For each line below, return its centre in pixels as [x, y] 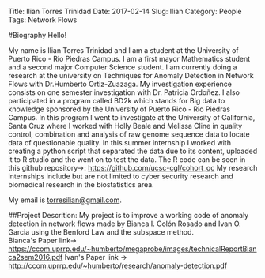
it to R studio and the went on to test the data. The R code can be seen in [127, 160]
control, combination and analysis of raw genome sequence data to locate [129, 134]
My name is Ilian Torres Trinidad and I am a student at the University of [123, 50]
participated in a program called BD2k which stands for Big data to [117, 101]
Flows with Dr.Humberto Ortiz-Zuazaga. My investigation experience [120, 84]
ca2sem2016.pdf [36, 257]
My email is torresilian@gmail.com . [65, 200]
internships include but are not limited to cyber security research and [121, 176]
